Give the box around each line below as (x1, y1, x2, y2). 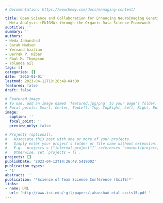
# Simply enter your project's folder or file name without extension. (5, 141, 158, 146)
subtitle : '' (5, 25, 32, 29)
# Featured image (5, 96, 40, 101)
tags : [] (5, 65, 23, 70)
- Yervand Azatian (5, 47, 42, 52)
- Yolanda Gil (5, 61, 34, 66)
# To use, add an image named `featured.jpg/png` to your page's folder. (5, 101, 158, 106)
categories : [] (5, 70, 36, 75)
